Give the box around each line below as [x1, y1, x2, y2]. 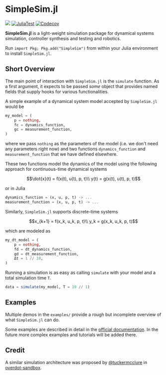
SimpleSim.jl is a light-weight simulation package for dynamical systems [5, 30, 154, 36]
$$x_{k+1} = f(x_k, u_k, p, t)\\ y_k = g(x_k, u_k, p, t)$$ [29, 218, 138, 224]
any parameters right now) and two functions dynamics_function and [5, 146, 146, 152]
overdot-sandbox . [5, 365, 42, 371]
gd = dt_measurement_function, [14, 251, 79, 257]
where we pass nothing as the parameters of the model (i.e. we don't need [5, 141, 158, 147]
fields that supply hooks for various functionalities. [5, 89, 109, 94]
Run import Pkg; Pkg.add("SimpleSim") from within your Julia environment [5, 45, 158, 51]
